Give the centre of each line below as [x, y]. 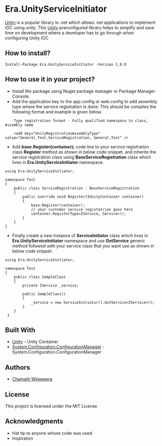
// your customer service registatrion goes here [82, 209]
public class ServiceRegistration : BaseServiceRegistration [76, 188]
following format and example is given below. [57, 112]
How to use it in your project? [50, 80]
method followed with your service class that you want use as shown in [83, 246]
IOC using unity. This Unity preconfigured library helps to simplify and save [80, 27]
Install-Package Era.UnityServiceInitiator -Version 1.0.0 [66, 64]
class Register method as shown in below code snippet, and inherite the [84, 152]
